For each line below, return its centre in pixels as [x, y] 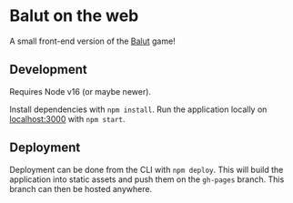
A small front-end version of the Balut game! [92, 41]
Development [49, 70]
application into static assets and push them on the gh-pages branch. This [147, 179]
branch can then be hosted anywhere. [81, 188]
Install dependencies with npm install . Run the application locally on [138, 109]
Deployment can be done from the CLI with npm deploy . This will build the [146, 169]
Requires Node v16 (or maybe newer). [81, 91]
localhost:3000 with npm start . [67, 118]
